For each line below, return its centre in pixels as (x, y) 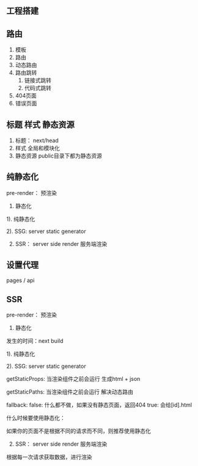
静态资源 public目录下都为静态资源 (58, 156)
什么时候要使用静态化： (36, 418)
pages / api (20, 280)
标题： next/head (37, 140)
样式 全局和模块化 (37, 148)
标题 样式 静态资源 (40, 124)
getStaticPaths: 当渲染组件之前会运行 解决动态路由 (70, 392)
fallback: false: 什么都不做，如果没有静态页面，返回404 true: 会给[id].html (99, 405)
